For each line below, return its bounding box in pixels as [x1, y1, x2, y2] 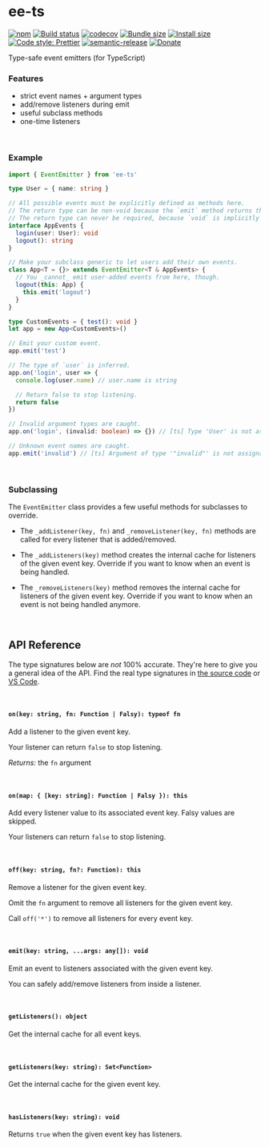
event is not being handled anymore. [19, 600, 141, 610]
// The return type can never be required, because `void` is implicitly [8, 215, 260, 223]
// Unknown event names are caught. [8, 442, 130, 450]
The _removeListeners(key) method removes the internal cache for [19, 583, 241, 593]
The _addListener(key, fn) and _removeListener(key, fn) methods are [19, 526, 256, 536]
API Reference [8, 638, 82, 652]
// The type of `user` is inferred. [8, 361, 130, 370]
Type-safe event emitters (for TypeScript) [8, 53, 146, 62]
